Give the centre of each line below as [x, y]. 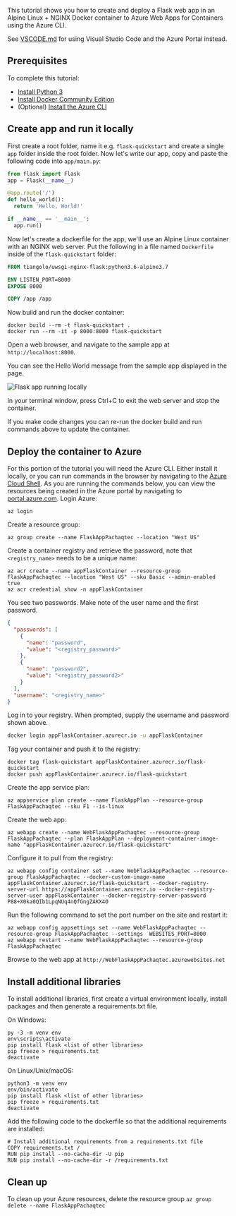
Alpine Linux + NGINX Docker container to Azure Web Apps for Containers [115, 18]
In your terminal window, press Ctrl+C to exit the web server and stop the [113, 401]
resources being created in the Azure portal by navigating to [95, 491]
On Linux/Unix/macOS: [41, 1071]
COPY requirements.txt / [44, 1148]
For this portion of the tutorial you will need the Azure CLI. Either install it [112, 469]
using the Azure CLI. [37, 25]
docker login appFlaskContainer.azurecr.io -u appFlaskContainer [105, 736]
